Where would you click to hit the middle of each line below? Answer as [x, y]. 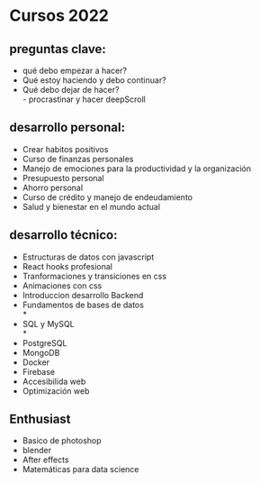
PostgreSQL [45, 342]
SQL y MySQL [48, 324]
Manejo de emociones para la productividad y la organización [137, 169]
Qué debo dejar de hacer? [71, 90]
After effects [45, 460]
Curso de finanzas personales [78, 159]
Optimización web [56, 391]
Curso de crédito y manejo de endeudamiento [108, 197]
